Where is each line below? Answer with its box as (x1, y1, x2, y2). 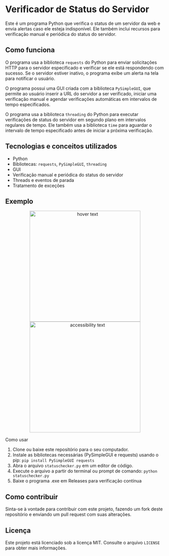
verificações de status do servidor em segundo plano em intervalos (5, 117, 146, 123)
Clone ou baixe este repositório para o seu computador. (12, 447, 129, 453)
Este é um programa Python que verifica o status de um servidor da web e (5, 20, 160, 26)
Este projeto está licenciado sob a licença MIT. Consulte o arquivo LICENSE (5, 540, 160, 545)
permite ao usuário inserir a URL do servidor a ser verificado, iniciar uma (5, 90, 157, 97)
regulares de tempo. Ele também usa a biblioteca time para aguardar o (5, 122, 152, 128)
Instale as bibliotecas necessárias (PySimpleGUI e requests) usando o (12, 452, 159, 458)
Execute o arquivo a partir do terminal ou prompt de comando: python (12, 468, 158, 474)
